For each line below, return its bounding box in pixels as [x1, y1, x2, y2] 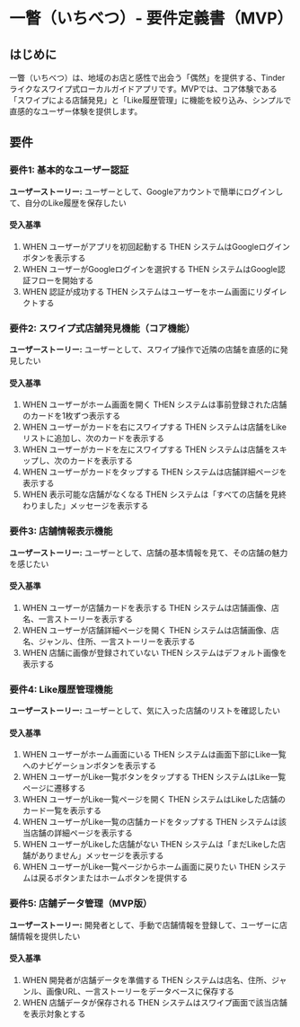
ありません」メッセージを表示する [38, 850, 164, 861]
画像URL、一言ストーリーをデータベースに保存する [46, 986, 235, 996]
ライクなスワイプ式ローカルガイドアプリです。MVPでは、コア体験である [9, 84, 278, 94]
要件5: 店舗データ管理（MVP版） [9, 898, 153, 910]
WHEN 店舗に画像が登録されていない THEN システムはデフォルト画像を [22, 647, 287, 658]
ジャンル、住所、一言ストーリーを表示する [38, 635, 196, 647]
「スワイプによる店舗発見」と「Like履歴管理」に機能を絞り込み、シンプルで [9, 95, 292, 105]
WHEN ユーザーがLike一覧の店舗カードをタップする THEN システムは [22, 817, 279, 828]
